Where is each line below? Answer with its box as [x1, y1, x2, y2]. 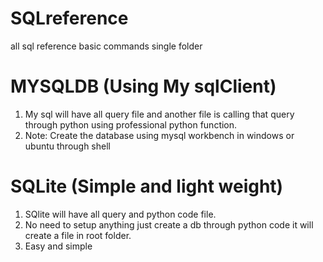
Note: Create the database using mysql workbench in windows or [24, 129, 295, 141]
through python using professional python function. [24, 118, 238, 131]
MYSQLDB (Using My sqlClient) [10, 75, 277, 98]
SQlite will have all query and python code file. [24, 208, 217, 220]
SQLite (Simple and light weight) [10, 175, 284, 198]
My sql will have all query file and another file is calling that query [24, 108, 295, 120]
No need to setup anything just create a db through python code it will [24, 218, 314, 231]
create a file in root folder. [24, 229, 132, 241]
